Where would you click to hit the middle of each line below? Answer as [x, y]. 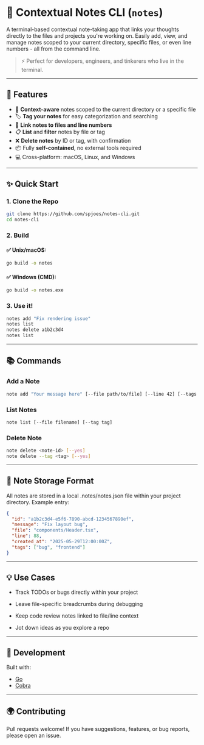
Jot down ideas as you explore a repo [62, 628]
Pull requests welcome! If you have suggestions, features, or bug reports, [98, 729]
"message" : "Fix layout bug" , [50, 525]
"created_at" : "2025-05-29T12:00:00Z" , [62, 542]
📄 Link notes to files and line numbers [63, 125]
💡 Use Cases [31, 578]
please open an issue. [34, 736]
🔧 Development [36, 653]
